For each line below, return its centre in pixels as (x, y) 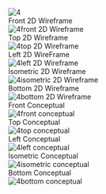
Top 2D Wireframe (38, 37)
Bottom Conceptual (40, 173)
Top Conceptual (34, 122)
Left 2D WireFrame (39, 54)
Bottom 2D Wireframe (44, 88)
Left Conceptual (34, 139)
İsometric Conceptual (44, 156)
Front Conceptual (36, 105)
